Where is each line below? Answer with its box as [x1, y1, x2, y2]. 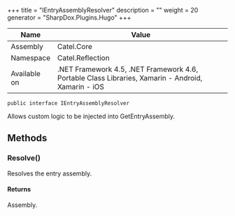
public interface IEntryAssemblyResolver [7, 100, 130, 107]
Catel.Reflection [57, 53, 110, 62]
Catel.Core [57, 42, 93, 51]
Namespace [10, 53, 51, 62]
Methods [7, 132, 48, 144]
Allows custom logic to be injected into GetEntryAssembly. [7, 112, 176, 120]
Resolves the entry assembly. [7, 169, 92, 178]
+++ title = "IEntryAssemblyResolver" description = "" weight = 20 [7, 6, 199, 14]
